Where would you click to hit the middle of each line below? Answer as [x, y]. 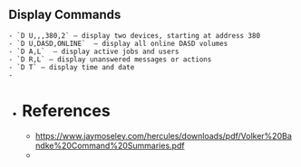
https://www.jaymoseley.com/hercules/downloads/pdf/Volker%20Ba [163, 135]
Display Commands [65, 15]
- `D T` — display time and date [72, 67]
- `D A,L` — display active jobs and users [94, 51]
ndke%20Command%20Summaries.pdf [110, 145]
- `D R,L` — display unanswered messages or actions [110, 59]
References [66, 111]
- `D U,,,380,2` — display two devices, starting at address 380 [134, 35]
